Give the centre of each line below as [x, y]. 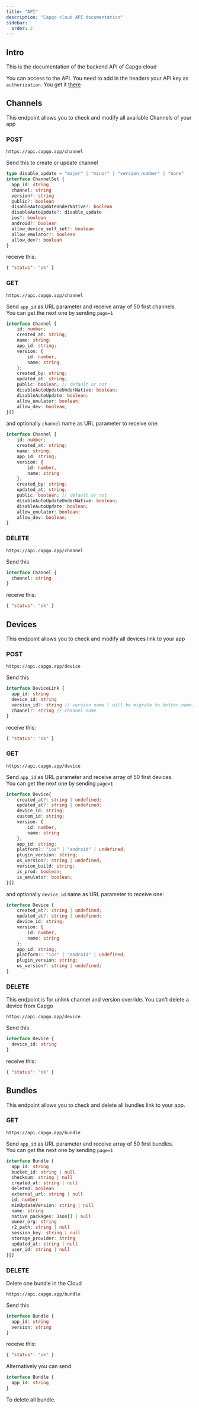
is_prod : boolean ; [39, 872]
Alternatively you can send [39, 1366]
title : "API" [22, 12]
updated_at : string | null [45, 1244]
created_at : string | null [45, 1183]
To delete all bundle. [31, 1400]
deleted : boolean [33, 1189]
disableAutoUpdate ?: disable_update [57, 212]
